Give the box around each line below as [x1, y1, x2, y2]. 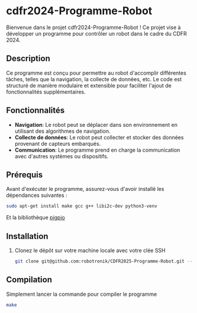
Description [6, 53, 50, 63]
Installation [6, 231, 49, 241]
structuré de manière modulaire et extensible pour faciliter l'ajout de [6, 82, 172, 89]
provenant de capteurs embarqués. [14, 140, 101, 147]
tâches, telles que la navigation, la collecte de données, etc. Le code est [6, 75, 182, 82]
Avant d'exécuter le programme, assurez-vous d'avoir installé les [6, 186, 164, 193]
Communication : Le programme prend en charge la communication [14, 146, 180, 154]
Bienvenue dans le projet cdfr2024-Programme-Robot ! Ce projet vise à [6, 24, 181, 31]
